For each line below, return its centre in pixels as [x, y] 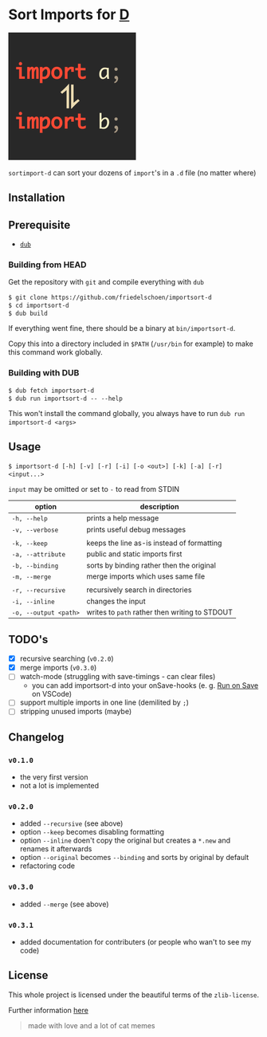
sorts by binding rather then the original [151, 565]
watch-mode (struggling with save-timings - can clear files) [118, 677]
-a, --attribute [39, 555]
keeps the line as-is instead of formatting [154, 543]
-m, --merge [31, 577]
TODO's [28, 639]
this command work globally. [55, 352]
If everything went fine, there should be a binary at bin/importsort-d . [122, 328]
